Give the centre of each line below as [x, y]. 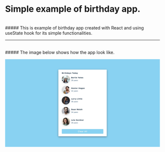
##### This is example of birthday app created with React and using [74, 27]
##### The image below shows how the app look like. [60, 52]
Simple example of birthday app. [73, 9]
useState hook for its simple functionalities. [49, 33]
